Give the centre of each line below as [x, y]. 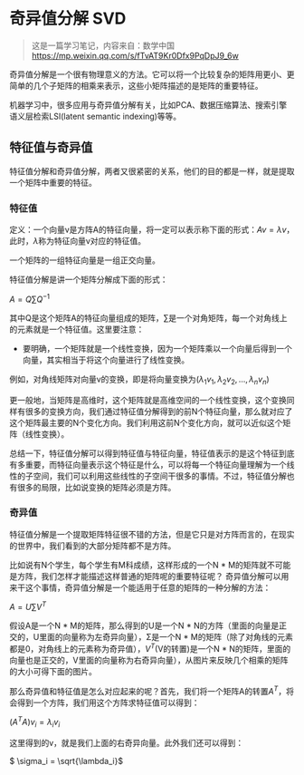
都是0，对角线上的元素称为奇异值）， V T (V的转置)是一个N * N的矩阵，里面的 [150, 648]
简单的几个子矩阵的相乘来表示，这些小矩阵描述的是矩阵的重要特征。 [136, 85]
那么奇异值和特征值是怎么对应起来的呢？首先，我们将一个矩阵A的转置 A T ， [148, 690]
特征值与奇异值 [51, 147]
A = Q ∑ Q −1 [30, 298]
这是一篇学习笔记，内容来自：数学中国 [103, 45]
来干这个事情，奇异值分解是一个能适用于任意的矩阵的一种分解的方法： [140, 587]
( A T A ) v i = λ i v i [35, 722]
